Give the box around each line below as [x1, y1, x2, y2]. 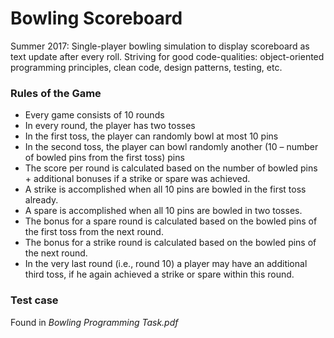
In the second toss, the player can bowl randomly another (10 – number [24, 141, 319, 153]
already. [24, 194, 59, 206]
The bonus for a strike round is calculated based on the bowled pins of [24, 237, 317, 249]
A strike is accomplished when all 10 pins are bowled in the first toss [24, 183, 307, 196]
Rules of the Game [10, 86, 102, 100]
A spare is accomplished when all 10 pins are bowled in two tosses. [24, 205, 303, 217]
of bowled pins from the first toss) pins [24, 152, 185, 164]
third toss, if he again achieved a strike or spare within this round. [24, 268, 295, 281]
